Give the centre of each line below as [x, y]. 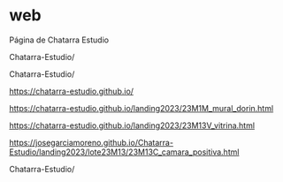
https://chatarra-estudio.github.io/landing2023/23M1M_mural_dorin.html [141, 108]
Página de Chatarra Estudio [59, 40]
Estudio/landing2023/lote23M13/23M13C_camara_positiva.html [124, 152]
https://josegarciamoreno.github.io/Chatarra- [92, 142]
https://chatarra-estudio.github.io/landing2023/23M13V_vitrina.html [132, 125]
